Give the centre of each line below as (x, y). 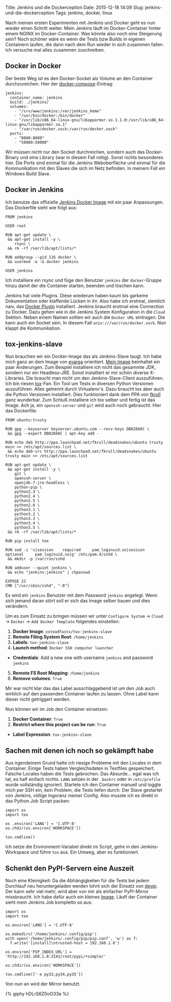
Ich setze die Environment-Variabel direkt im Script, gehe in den (72, 847)
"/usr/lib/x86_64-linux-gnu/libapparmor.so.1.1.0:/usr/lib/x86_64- (92, 120)
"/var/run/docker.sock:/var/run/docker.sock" (68, 129)
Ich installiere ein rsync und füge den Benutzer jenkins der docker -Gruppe (83, 280)
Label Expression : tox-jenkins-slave (52, 734)
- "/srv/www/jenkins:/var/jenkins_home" (58, 111)
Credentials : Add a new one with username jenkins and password (83, 658)
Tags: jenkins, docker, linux (84, 13)
